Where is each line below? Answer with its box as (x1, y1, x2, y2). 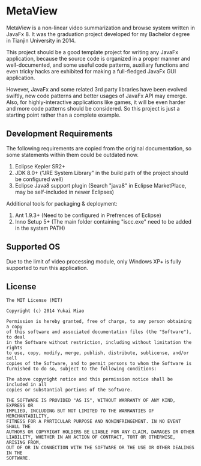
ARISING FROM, (6, 440, 42, 446)
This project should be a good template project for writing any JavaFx (6, 48, 179, 55)
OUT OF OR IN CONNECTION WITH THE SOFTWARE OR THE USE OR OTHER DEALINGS (6, 445, 195, 451)
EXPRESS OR (6, 403, 34, 409)
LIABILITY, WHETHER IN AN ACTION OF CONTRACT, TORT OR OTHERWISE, (6, 434, 176, 440)
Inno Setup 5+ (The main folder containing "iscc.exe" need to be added (14, 218, 192, 225)
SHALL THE (6, 424, 31, 430)
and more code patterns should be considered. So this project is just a (6, 105, 180, 112)
